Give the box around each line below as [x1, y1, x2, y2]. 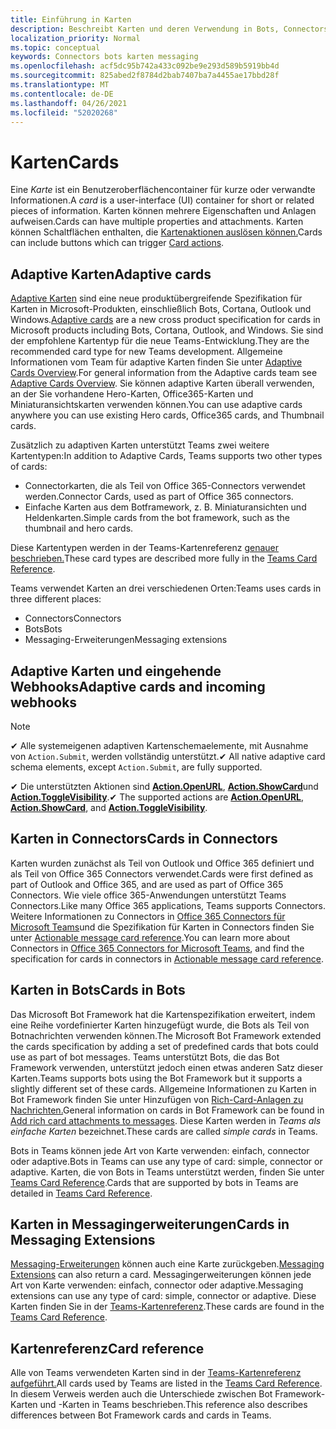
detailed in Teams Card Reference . [10, 1187, 153, 1199]
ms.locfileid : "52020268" [10, 107, 118, 118]
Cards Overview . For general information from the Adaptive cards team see [10, 367, 318, 379]
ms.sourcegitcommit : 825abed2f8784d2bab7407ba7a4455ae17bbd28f [10, 71, 280, 81]
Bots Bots [24, 623, 63, 635]
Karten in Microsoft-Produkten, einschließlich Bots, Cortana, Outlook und [10, 303, 312, 315]
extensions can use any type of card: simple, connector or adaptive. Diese [10, 1290, 317, 1302]
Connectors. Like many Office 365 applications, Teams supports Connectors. [10, 899, 327, 911]
